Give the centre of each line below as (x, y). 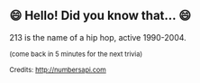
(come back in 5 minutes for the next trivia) (76, 54)
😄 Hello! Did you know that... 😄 (100, 16)
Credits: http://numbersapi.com (58, 69)
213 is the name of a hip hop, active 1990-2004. (98, 37)
